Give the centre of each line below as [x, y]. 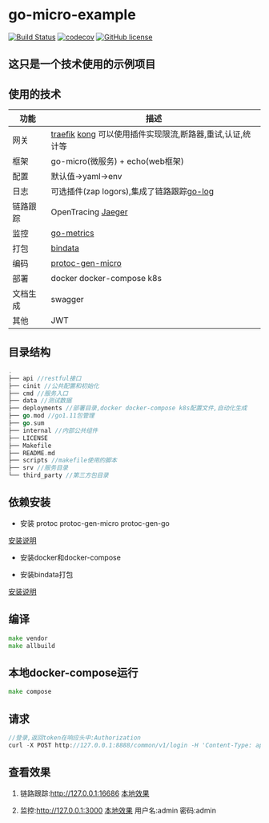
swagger [67, 299]
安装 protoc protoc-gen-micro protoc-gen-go [94, 523]
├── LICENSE [28, 438]
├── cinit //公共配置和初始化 [54, 386]
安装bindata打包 [46, 574]
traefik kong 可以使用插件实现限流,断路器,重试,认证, [147, 134]
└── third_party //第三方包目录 [59, 475]
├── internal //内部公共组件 [53, 430]
